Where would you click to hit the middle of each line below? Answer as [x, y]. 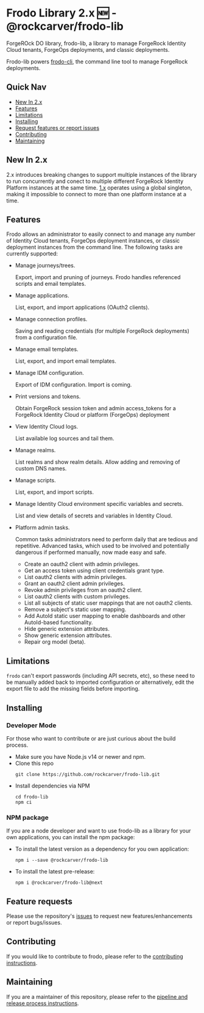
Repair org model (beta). [55, 642]
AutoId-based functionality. [58, 622]
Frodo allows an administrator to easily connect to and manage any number [101, 234]
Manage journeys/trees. [45, 266]
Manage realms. [35, 450]
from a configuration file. [46, 338]
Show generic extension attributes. [68, 635]
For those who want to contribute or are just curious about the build [91, 738]
